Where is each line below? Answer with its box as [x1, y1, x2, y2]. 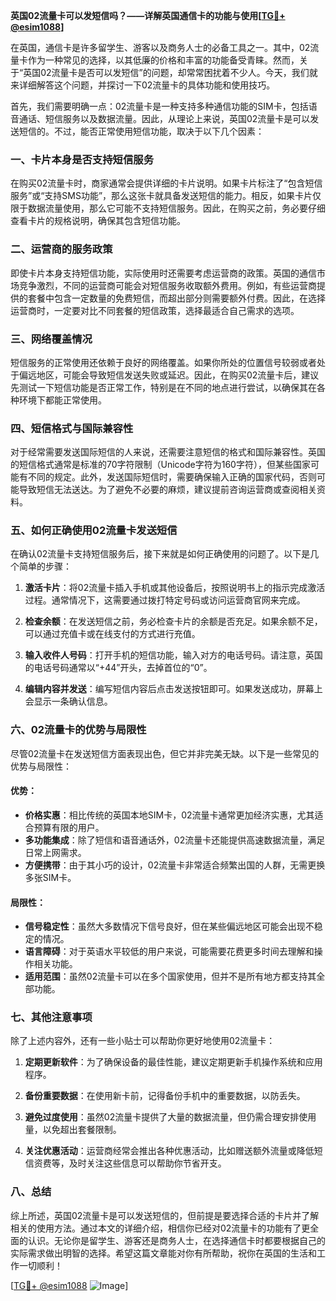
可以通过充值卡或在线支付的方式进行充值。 [24, 628, 201, 640]
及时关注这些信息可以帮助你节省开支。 [68, 1157, 227, 1169]
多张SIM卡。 [24, 871, 77, 883]
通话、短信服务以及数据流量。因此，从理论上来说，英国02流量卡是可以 [18, 113, 311, 124]
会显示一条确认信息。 [24, 695, 113, 708]
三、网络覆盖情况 [10, 332, 93, 346]
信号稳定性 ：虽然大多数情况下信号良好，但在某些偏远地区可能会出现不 [24, 920, 315, 933]
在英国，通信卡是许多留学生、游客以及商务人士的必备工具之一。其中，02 [10, 42, 311, 53]
